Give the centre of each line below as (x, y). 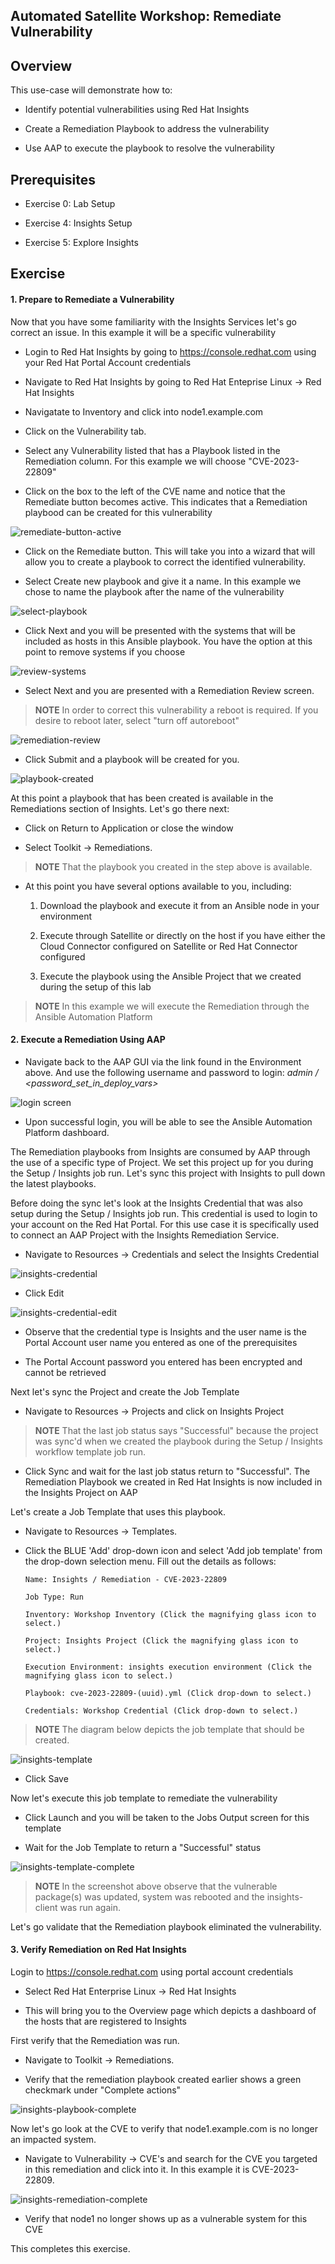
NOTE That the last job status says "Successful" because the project (176, 1430)
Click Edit (44, 1293)
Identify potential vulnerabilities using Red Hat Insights (137, 110)
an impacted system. (53, 2140)
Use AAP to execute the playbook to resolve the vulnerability (149, 148)
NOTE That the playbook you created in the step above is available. (173, 866)
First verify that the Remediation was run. (95, 2041)
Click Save (46, 1778)
